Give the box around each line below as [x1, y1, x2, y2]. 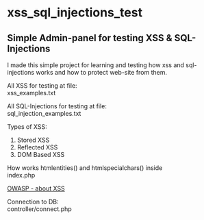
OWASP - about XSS [7, 184, 65, 193]
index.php [7, 171, 36, 179]
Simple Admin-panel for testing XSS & [7, 32, 173, 44]
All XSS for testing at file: [7, 82, 77, 90]
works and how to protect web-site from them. [36, 69, 168, 76]
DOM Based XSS [16, 151, 65, 158]
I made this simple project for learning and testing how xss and [7, 61, 185, 69]
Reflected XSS [16, 143, 58, 151]
